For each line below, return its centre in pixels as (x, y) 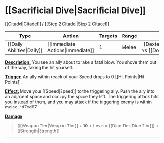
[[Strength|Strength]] (38, 131)
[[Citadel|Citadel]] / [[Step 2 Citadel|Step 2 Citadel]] (57, 24)
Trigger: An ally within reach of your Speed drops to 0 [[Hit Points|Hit (75, 77)
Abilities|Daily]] (25, 50)
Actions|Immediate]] (71, 50)
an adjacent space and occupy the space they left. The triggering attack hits (82, 96)
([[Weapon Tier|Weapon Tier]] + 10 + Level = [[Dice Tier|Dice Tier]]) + (88, 125)
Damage (14, 116)
